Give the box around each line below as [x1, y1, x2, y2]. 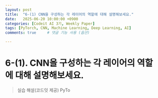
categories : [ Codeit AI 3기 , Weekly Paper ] [5, 21, 95, 26]
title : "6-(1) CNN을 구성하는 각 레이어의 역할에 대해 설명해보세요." [5, 12, 134, 17]
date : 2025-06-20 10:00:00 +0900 [5, 16, 79, 21]
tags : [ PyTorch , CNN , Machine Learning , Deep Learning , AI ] [5, 26, 132, 31]
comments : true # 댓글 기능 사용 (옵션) [5, 30, 90, 35]
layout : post [5, 7, 32, 12]
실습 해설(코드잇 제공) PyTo [17, 87, 71, 93]
